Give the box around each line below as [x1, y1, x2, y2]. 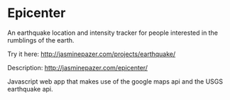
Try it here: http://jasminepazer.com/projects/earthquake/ [7, 50, 176, 58]
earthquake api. [7, 84, 53, 93]
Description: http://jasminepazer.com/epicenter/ [7, 63, 148, 72]
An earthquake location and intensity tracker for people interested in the [7, 28, 219, 37]
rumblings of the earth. [7, 35, 75, 44]
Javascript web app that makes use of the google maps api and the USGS [7, 77, 224, 86]
